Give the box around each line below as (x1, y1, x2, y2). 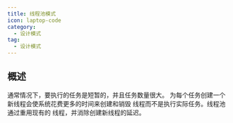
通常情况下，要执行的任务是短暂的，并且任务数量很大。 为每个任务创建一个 (7, 91, 226, 99)
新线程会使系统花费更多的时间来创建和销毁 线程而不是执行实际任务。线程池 (7, 99, 226, 108)
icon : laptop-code (7, 17, 61, 24)
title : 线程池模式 (7, 10, 56, 18)
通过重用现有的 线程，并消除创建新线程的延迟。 (7, 108, 145, 117)
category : (7, 23, 37, 30)
